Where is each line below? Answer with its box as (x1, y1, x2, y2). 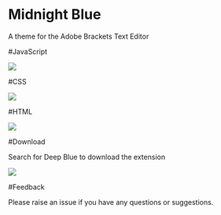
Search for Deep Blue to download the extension (8, 152, 166, 161)
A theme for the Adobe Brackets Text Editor (8, 32, 149, 41)
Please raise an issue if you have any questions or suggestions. (8, 197, 214, 206)
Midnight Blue (8, 6, 101, 24)
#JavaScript (8, 46, 48, 56)
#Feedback (8, 182, 45, 191)
